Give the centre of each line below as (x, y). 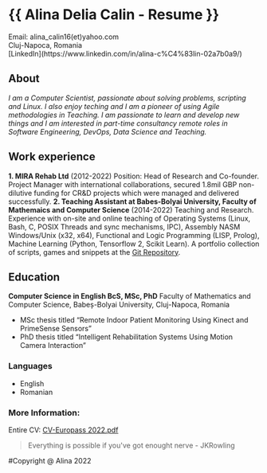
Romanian (36, 392)
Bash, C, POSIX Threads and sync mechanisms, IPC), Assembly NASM (124, 227)
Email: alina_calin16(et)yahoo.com (64, 37)
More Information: (44, 412)
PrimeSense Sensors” (55, 329)
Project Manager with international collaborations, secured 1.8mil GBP (123, 184)
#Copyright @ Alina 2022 (50, 460)
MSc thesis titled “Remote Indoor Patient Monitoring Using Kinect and (134, 320)
